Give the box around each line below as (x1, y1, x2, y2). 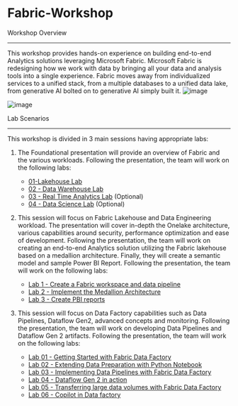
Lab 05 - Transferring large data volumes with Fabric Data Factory (28, 383, 222, 391)
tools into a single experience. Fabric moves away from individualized (7, 71, 210, 79)
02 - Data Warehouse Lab (28, 185, 104, 193)
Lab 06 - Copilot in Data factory (28, 390, 121, 399)
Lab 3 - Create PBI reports (28, 295, 106, 303)
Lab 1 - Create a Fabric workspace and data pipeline (28, 280, 181, 288)
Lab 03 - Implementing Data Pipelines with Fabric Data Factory (28, 368, 212, 376)
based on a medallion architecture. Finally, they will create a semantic (17, 251, 221, 260)
